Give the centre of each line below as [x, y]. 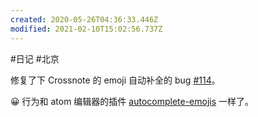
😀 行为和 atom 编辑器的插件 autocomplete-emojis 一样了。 [132, 101]
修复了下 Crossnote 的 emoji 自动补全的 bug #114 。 [115, 80]
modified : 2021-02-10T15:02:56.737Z [86, 29]
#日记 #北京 [35, 58]
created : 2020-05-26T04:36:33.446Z [84, 19]
